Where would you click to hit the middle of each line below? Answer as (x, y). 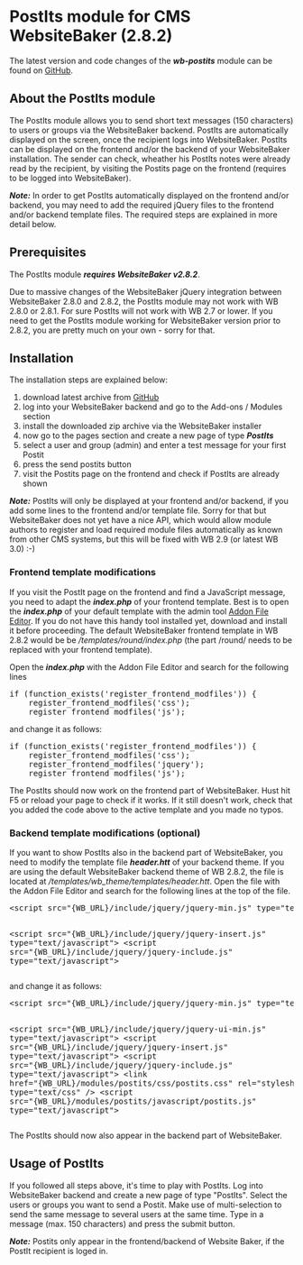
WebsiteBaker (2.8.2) (91, 36)
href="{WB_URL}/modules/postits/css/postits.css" (121, 1083)
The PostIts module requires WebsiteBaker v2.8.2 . (105, 274)
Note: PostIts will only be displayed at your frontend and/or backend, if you (149, 501)
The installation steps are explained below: (89, 380)
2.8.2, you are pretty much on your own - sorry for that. (112, 330)
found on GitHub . (41, 70)
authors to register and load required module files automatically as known (146, 530)
